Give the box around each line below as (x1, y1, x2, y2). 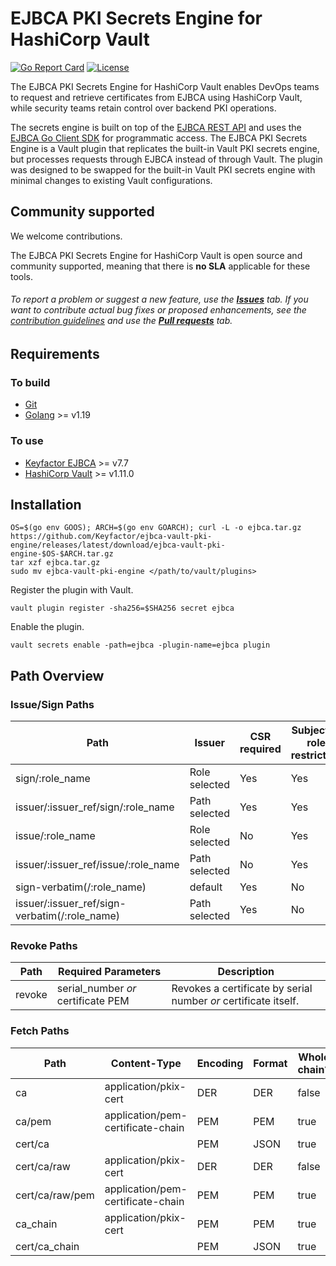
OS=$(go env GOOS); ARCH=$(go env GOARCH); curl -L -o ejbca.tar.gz (10, 523, 302, 533)
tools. (10, 270, 34, 282)
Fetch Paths (10, 1024, 70, 1038)
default (189, 880, 223, 894)
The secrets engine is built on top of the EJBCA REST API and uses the (10, 121, 302, 133)
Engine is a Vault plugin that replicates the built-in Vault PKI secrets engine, (10, 142, 320, 154)
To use (10, 434, 44, 448)
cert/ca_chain (15, 1239, 80, 1253)
